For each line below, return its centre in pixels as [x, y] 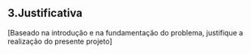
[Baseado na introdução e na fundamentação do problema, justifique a [125, 32]
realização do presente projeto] [60, 41]
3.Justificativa [45, 13]
